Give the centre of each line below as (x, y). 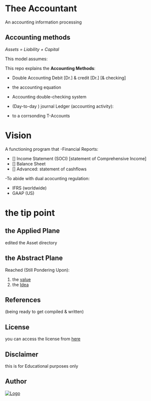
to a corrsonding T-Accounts (41, 116)
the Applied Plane (32, 231)
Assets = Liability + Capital (32, 49)
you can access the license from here (43, 339)
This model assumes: (26, 59)
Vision (18, 135)
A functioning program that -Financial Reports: (52, 149)
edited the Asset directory (31, 242)
